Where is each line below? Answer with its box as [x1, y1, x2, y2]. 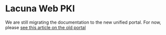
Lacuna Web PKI [5, 3, 75, 14]
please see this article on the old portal [5, 24, 86, 30]
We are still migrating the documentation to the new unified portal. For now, [5, 19, 161, 25]
